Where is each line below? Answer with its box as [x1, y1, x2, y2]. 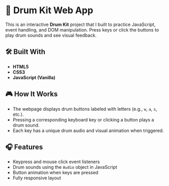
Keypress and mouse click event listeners [12, 159, 100, 165]
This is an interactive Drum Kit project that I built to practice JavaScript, [5, 21, 156, 27]
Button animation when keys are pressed [12, 170, 98, 176]
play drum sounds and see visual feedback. [5, 32, 97, 38]
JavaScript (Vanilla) [12, 74, 56, 80]
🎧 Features [5, 142, 43, 151]
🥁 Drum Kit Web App [5, 5, 93, 16]
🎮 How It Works [5, 90, 58, 99]
